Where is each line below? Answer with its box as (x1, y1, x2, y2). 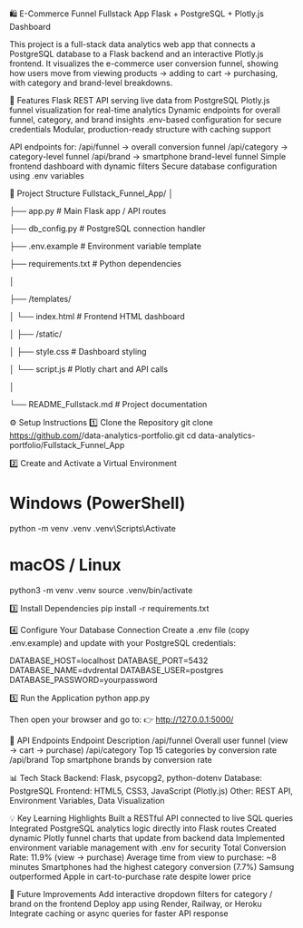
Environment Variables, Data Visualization (9, 795, 165, 806)
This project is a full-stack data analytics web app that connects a (9, 39, 256, 49)
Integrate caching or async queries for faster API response (9, 907, 229, 919)
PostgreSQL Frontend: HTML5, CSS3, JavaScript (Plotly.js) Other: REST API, (9, 785, 293, 796)
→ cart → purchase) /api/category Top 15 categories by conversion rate (9, 744, 278, 756)
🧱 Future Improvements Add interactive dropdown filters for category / (9, 888, 273, 899)
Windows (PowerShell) (9, 493, 186, 513)
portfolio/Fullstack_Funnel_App (9, 440, 125, 450)
